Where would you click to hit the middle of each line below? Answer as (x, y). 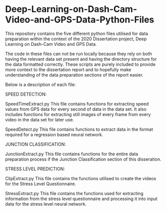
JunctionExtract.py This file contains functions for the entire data (72, 154)
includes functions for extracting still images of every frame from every (78, 114)
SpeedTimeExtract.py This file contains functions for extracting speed (77, 104)
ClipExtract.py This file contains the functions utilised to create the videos (81, 178)
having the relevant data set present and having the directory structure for (81, 59)
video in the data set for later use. (40, 119)
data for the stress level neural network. (46, 204)
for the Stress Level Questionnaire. (41, 184)
